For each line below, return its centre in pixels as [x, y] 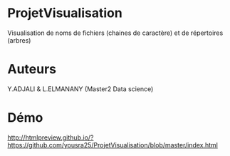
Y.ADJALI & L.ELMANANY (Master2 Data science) [80, 89]
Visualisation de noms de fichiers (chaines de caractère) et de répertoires [115, 33]
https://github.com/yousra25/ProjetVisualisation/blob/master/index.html [113, 145]
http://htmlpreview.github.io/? [51, 137]
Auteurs [32, 69]
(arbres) [19, 40]
